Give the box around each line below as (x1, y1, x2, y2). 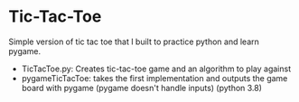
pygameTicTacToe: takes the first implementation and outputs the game (21, 72, 288, 83)
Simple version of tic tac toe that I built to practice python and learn (8, 36, 259, 47)
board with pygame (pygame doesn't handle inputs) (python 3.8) (21, 82, 263, 93)
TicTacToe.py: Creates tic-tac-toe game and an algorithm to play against (21, 63, 291, 74)
